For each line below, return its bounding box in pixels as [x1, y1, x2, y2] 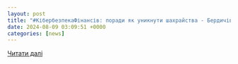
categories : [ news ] [7, 30, 65, 37]
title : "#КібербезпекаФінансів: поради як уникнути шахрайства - [7, 17, 204, 24]
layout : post [7, 10, 46, 18]
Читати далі [7, 49, 43, 58]
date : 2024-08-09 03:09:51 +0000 [7, 23, 106, 30]
